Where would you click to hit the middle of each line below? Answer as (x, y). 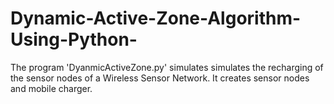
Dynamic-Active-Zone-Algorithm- (156, 18)
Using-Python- (74, 39)
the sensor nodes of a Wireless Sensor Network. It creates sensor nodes (160, 78)
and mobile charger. (51, 88)
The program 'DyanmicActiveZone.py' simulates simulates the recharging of (167, 67)
